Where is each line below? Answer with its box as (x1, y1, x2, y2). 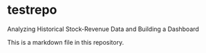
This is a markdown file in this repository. (7, 38, 124, 46)
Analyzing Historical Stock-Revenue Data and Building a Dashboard (7, 25, 199, 33)
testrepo (7, 2, 57, 18)
